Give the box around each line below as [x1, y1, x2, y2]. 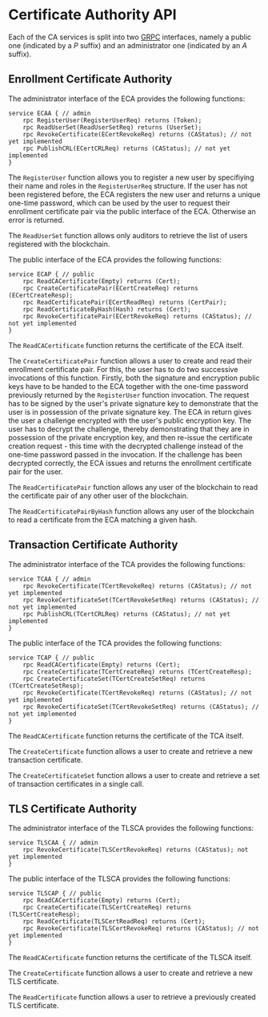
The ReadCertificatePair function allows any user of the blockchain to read [8, 482, 258, 492]
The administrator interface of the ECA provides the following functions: [8, 94, 246, 103]
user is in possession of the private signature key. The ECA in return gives [8, 407, 252, 416]
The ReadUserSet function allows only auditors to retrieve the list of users [8, 230, 248, 240]
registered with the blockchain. [8, 239, 110, 249]
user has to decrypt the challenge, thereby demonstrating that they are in [8, 423, 250, 434]
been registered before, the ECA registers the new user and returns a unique [8, 189, 261, 199]
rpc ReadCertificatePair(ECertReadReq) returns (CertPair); [22, 298, 227, 306]
